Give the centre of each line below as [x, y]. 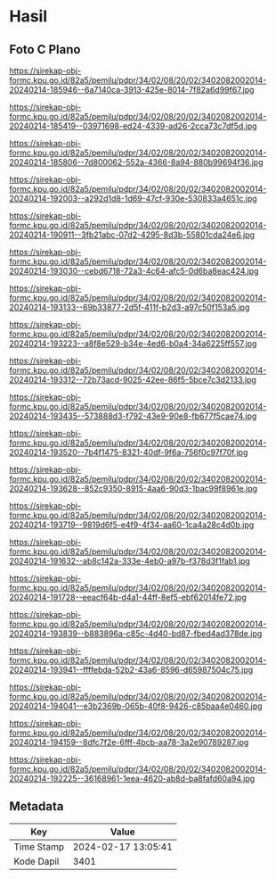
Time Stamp [39, 847]
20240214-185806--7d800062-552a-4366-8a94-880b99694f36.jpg [137, 162]
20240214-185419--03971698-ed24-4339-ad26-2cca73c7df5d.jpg [133, 126]
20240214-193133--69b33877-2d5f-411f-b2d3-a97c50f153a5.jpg [130, 307]
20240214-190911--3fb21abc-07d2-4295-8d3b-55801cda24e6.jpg [132, 235]
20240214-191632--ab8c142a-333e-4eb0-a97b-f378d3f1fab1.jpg [130, 561]
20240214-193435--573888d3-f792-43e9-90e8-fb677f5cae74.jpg [133, 416]
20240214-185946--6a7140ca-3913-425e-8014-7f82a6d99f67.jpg [132, 90]
